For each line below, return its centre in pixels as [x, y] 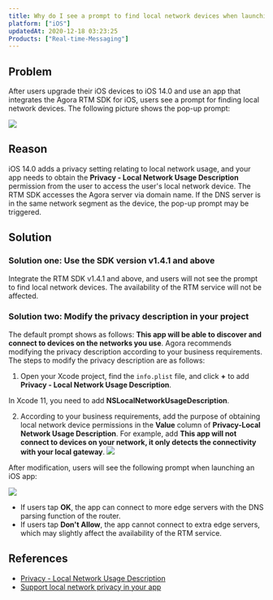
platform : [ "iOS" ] [39, 24]
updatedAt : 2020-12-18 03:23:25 [63, 31]
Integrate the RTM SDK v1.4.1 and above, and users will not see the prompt [133, 278]
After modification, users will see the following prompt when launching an [132, 467]
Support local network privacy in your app [91, 587]
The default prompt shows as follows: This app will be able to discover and [135, 334]
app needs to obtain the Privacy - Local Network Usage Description [123, 177]
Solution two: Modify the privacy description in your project [129, 316]
